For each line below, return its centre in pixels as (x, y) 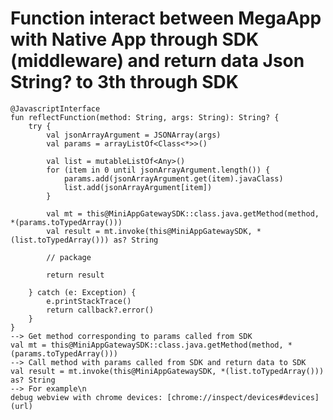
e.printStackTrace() (89, 301)
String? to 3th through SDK (124, 82)
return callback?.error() (100, 310)
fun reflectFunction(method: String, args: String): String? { (145, 117)
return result (75, 275)
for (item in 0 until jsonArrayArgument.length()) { (158, 170)
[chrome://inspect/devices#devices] (243, 397)
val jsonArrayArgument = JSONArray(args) (134, 135)
